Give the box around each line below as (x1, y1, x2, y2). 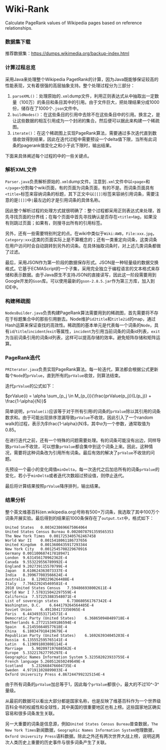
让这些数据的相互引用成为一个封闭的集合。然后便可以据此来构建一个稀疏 (12, 118, 160, 124)
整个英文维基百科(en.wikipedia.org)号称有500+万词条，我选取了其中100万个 (5, 509, 160, 515)
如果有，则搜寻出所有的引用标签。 (35, 220, 105, 226)
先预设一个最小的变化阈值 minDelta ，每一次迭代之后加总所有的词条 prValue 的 (5, 466, 160, 472)
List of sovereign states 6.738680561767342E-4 (5, 598, 112, 603)
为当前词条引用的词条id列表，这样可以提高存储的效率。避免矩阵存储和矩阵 (5, 334, 156, 340)
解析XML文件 (5, 167, 37, 173)
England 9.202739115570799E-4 (5, 564, 68, 569)
